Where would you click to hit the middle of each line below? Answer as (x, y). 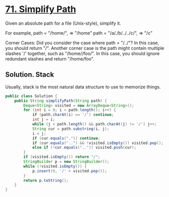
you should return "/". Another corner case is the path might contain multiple (85, 48)
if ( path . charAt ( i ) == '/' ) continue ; (73, 115)
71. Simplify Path (41, 9)
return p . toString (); (46, 180)
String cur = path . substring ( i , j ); (71, 129)
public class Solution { (31, 96)
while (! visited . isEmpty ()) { (55, 166)
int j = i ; (44, 119)
